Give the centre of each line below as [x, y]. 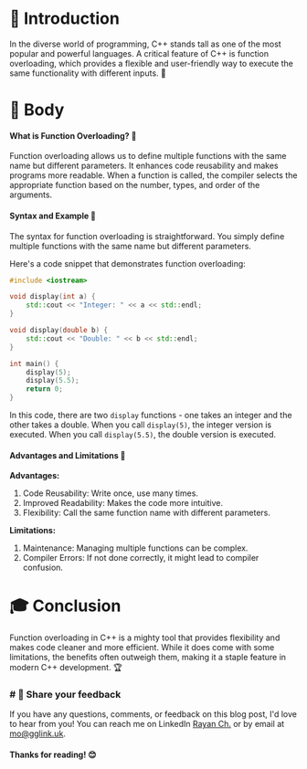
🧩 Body [37, 110]
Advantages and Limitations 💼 [68, 455]
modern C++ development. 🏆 [66, 668]
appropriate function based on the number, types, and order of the [135, 185]
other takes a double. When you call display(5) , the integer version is [141, 425]
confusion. [43, 568]
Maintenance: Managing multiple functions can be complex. [135, 548]
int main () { [34, 363]
